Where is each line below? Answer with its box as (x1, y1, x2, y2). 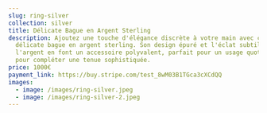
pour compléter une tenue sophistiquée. (15, 56, 151, 64)
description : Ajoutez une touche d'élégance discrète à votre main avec (8, 33, 254, 42)
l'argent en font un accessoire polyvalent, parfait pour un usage (15, 49, 244, 56)
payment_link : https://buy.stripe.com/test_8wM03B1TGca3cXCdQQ (8, 71, 222, 79)
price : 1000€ (8, 64, 52, 72)
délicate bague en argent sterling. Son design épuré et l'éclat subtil (15, 41, 261, 49)
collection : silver (8, 19, 73, 27)
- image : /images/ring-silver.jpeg (15, 85, 133, 94)
